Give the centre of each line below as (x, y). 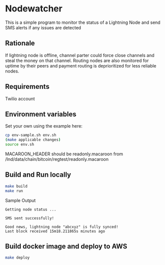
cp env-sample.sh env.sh (31, 135)
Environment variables (41, 114)
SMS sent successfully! (30, 218)
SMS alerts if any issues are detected (43, 27)
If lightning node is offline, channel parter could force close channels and (80, 55)
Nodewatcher (34, 9)
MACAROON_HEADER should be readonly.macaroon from (64, 154)
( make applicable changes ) (33, 140)
